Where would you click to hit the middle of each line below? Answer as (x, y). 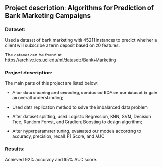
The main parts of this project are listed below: (52, 83)
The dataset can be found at (33, 55)
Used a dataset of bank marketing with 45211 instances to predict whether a (81, 40)
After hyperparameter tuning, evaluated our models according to (77, 131)
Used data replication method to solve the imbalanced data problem (80, 107)
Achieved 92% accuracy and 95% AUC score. (51, 160)
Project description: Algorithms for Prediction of (80, 8)
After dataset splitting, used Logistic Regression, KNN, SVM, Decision (81, 116)
